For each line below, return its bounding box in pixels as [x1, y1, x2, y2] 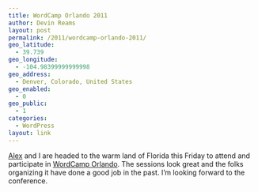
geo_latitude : [8, 41, 55, 49]
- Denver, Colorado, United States [15, 77, 133, 85]
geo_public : [8, 100, 47, 107]
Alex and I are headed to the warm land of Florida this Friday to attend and [8, 151, 251, 160]
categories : [8, 115, 47, 122]
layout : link [8, 129, 51, 137]
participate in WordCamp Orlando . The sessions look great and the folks [8, 159, 244, 168]
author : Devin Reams [8, 19, 77, 27]
